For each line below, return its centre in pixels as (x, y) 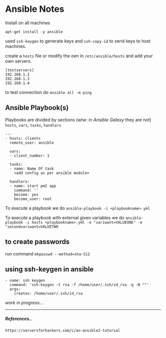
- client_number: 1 (30, 156)
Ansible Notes (35, 9)
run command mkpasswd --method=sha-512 (48, 253)
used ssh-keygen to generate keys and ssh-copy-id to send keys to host (78, 41)
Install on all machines (28, 23)
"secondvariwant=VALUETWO (32, 227)
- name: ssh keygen (25, 281)
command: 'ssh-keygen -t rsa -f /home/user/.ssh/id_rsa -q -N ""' (79, 285)
